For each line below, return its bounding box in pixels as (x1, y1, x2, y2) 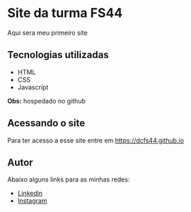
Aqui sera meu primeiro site (7, 28, 88, 37)
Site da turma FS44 (7, 5, 123, 21)
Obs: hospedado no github (7, 96, 86, 105)
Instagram (17, 196, 47, 205)
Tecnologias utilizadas (7, 49, 109, 61)
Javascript (17, 83, 49, 91)
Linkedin (17, 189, 43, 198)
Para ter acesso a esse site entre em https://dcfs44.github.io (7, 136, 185, 145)
